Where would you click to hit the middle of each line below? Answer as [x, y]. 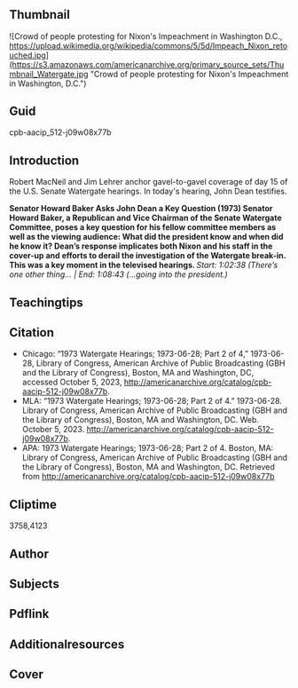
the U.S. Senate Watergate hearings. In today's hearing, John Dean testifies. [148, 191]
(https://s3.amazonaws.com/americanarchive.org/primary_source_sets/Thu [147, 64]
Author [29, 554]
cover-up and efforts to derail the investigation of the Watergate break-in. [148, 256]
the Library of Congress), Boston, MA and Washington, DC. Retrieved [148, 467]
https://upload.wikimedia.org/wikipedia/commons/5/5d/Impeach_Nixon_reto [149, 45]
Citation [32, 332]
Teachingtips [47, 302]
